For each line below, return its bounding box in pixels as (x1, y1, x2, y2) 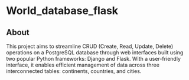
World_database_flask (6, 4, 119, 18)
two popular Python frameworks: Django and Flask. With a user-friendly (6, 55, 181, 62)
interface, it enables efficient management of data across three (6, 61, 159, 68)
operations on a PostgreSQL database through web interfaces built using (6, 49, 184, 56)
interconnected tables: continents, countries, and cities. (6, 68, 142, 74)
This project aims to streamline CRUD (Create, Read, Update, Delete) (6, 43, 173, 50)
